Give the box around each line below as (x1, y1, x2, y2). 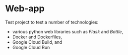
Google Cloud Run (12, 44, 50, 50)
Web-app (5, 3, 45, 14)
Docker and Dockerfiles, (12, 34, 62, 40)
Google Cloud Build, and (12, 39, 63, 45)
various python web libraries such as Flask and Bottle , (12, 28, 123, 34)
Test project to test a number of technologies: (5, 19, 99, 25)
